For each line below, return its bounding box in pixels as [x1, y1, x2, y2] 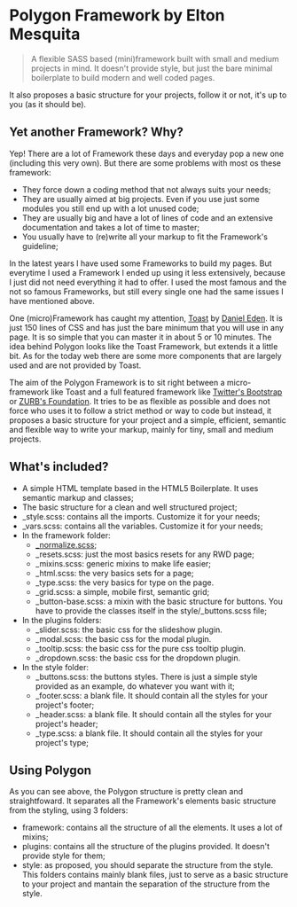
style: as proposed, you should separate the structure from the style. [21, 860, 274, 871]
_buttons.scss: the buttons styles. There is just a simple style [35, 671, 259, 682]
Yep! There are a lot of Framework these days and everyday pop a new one [9, 148, 285, 159]
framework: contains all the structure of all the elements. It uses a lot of [21, 822, 283, 833]
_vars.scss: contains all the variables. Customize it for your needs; [21, 520, 263, 531]
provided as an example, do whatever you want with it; [35, 680, 235, 692]
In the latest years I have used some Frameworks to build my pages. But [9, 258, 272, 269]
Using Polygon [9, 762, 91, 778]
